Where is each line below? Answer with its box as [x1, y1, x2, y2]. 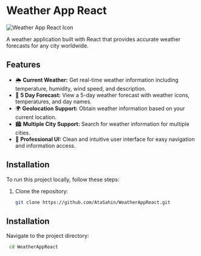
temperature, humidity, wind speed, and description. [15, 85, 147, 92]
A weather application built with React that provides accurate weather [6, 35, 181, 43]
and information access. [15, 142, 76, 149]
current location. [15, 113, 57, 120]
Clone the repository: [15, 187, 69, 195]
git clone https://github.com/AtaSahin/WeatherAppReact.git [15, 199, 171, 206]
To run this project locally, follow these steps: [6, 176, 120, 183]
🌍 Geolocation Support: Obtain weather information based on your [15, 105, 185, 112]
